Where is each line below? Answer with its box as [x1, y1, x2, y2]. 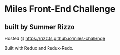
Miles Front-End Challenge [4, 3, 116, 15]
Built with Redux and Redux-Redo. [4, 45, 74, 51]
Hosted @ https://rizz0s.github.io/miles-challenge [4, 36, 106, 41]
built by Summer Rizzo [4, 23, 75, 31]
